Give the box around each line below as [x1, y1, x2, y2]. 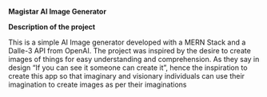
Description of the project [8, 22, 96, 31]
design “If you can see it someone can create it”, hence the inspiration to [8, 63, 248, 72]
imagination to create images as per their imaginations [8, 80, 187, 89]
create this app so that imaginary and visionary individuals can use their [8, 72, 245, 80]
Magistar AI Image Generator [8, 7, 106, 16]
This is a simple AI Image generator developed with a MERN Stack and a [8, 37, 246, 47]
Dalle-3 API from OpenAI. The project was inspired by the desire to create [8, 46, 252, 55]
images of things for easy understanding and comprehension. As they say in [8, 55, 260, 64]
